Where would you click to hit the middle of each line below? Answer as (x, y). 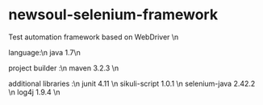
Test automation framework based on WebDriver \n (94, 37)
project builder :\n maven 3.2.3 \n (64, 68)
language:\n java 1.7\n (44, 52)
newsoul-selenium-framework (113, 15)
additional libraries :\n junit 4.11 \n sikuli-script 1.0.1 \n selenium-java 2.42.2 (132, 83)
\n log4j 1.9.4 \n (34, 92)
